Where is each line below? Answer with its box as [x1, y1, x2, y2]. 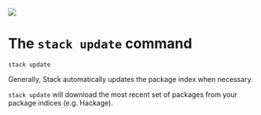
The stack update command [8, 35, 193, 53]
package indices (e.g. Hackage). [8, 98, 114, 107]
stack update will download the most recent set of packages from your [8, 90, 237, 99]
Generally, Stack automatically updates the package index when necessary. [8, 74, 253, 83]
